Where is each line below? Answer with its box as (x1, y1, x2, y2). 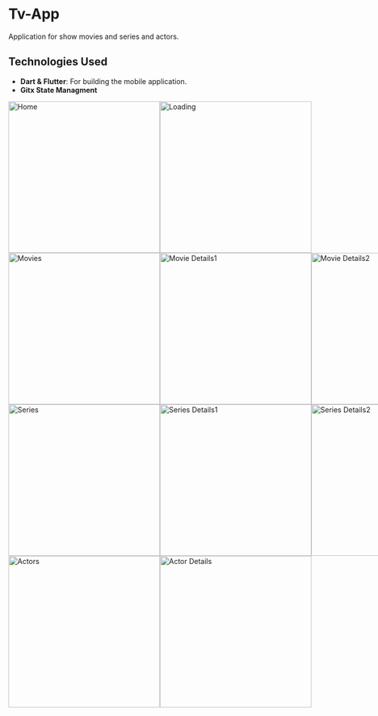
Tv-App (8, 5, 60, 23)
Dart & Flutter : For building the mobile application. (19, 76, 187, 86)
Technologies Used (8, 55, 107, 69)
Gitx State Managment (19, 85, 98, 95)
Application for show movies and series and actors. (8, 32, 179, 41)
